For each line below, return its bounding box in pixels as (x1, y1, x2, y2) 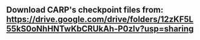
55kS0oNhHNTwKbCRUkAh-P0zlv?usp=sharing (6, 24, 194, 34)
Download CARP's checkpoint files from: (6, 5, 164, 15)
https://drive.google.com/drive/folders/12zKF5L (6, 15, 194, 25)
